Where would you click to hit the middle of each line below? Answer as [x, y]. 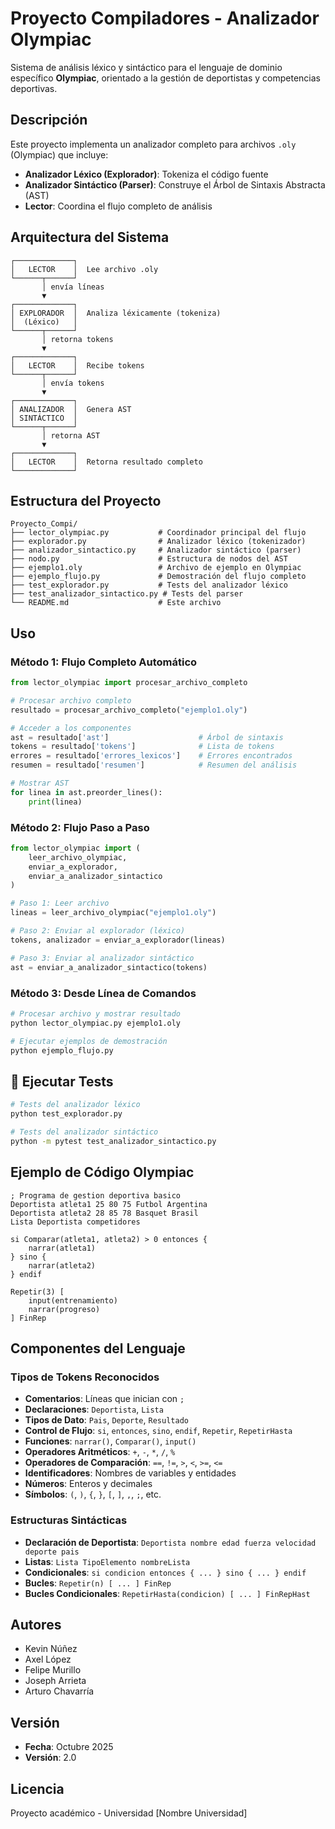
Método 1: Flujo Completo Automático [104, 662]
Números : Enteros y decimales [88, 1484]
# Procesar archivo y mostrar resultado [96, 1013]
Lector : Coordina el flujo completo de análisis [118, 206]
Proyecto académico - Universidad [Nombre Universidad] [129, 1813]
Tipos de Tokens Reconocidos [85, 1377]
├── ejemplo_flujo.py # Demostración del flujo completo [158, 577]
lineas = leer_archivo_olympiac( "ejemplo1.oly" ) [113, 913]
